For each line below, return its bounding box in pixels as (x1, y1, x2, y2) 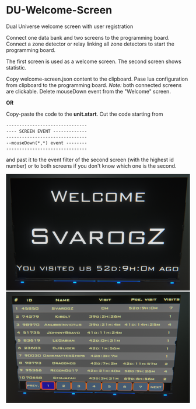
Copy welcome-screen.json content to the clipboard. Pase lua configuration (6, 75, 188, 82)
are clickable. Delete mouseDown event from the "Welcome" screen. (6, 88, 171, 95)
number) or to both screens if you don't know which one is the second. (6, 162, 177, 169)
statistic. (6, 64, 27, 71)
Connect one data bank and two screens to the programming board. (6, 34, 170, 41)
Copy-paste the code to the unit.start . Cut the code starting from (6, 110, 163, 117)
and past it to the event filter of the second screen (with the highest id (6, 156, 174, 163)
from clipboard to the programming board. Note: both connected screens (6, 81, 182, 88)
